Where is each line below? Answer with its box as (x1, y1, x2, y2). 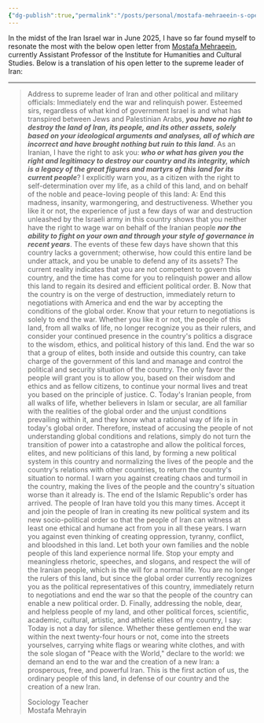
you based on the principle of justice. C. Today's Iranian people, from (27, 390, 251, 399)
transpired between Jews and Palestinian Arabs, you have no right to (27, 114, 253, 123)
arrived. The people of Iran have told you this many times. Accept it (27, 498, 246, 508)
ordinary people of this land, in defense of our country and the (27, 673, 229, 683)
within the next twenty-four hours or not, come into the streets (27, 632, 229, 641)
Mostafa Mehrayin (27, 705, 87, 715)
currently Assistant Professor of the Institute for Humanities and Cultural (8, 50, 242, 59)
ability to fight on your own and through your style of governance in (27, 231, 255, 240)
